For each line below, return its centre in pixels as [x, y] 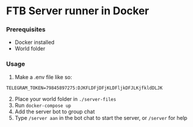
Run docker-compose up [43, 105]
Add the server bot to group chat [55, 112]
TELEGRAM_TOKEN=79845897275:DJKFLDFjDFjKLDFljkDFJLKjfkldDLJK [84, 88]
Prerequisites [26, 30]
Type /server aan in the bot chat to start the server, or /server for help [101, 118]
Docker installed [35, 42]
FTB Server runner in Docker [78, 11]
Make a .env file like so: [43, 77]
